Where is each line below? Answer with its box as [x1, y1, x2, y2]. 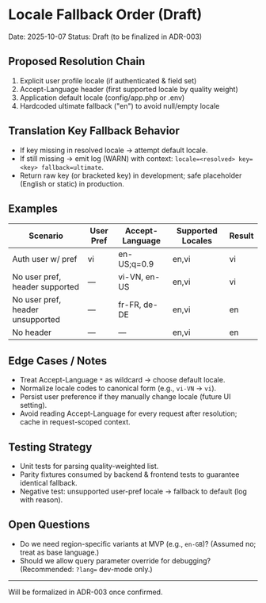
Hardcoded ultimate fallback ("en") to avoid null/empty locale [19, 101, 220, 110]
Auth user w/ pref [12, 254, 78, 265]
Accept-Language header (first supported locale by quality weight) [19, 84, 239, 94]
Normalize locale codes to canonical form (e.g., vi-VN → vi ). [19, 383, 217, 394]
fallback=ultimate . [40, 162, 104, 171]
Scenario [28, 230, 63, 241]
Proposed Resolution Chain [8, 55, 146, 68]
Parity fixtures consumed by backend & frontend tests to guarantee [19, 470, 240, 479]
